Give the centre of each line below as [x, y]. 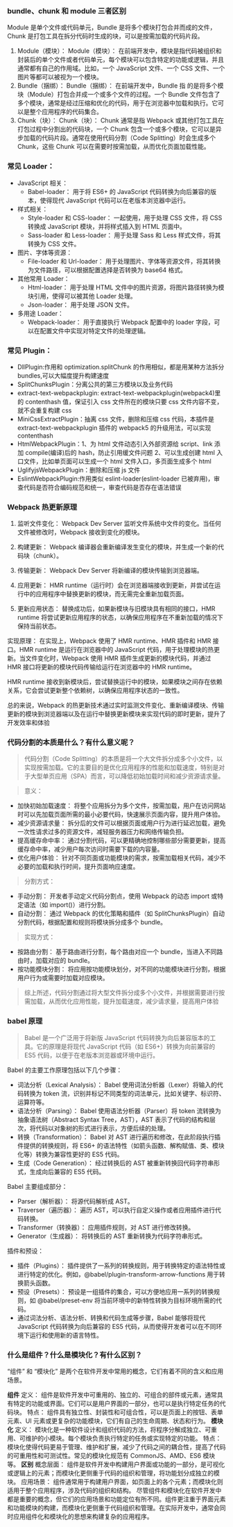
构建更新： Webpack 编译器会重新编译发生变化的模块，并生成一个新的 [118, 547]
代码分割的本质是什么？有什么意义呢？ [71, 742]
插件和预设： [25, 1251]
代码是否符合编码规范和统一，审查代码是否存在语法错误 [102, 487]
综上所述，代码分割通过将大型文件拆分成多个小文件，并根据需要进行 [121, 993]
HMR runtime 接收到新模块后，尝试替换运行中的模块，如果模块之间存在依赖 [115, 682]
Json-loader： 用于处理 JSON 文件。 [80, 305]
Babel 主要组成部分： [37, 1186]
